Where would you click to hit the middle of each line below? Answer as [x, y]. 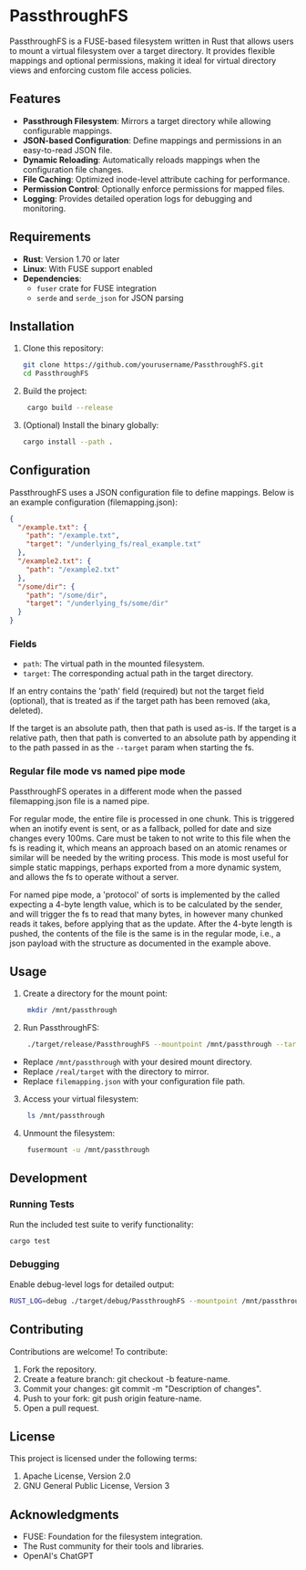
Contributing [46, 1329]
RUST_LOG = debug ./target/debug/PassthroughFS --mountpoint [124, 1301]
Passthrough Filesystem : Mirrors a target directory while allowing [147, 120]
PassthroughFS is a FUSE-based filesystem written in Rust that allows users [152, 41]
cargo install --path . [68, 442]
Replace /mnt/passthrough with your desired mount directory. [138, 1062]
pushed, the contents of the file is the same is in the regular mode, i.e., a [145, 933]
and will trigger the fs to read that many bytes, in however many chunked [147, 914]
